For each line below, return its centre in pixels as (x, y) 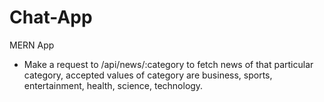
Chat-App (51, 17)
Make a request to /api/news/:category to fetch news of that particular (168, 64)
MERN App (32, 45)
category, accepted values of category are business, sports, (148, 75)
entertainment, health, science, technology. (113, 85)
